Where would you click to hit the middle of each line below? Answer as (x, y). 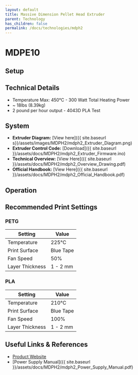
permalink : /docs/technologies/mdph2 (44, 28)
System (17, 126)
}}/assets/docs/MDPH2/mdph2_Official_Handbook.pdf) (69, 175)
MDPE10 (23, 53)
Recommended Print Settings (51, 207)
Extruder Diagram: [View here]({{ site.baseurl (59, 138)
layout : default (22, 10)
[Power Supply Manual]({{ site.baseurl (51, 362)
